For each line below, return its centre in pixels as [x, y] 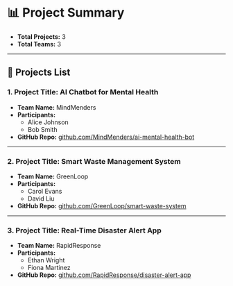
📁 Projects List [39, 73]
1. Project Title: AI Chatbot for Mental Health [83, 92]
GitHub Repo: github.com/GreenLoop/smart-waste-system [102, 205]
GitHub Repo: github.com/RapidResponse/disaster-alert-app [104, 275]
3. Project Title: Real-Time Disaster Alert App [84, 230]
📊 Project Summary [66, 13]
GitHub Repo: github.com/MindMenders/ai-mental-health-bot [106, 137]
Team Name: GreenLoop [53, 176]
